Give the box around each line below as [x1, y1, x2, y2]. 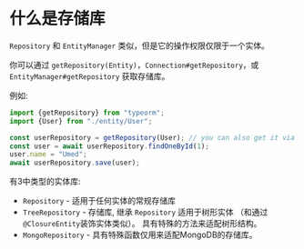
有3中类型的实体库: [9, 176, 81, 187]
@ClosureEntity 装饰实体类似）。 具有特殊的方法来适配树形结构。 [22, 218, 262, 229]
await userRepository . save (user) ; [9, 158, 141, 168]
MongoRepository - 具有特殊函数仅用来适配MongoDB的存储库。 [22, 229, 258, 241]
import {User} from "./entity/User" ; [9, 116, 153, 125]
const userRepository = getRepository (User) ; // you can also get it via [9, 133, 296, 142]
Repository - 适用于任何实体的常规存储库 [22, 195, 176, 206]
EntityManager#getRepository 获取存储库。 [9, 70, 170, 82]
